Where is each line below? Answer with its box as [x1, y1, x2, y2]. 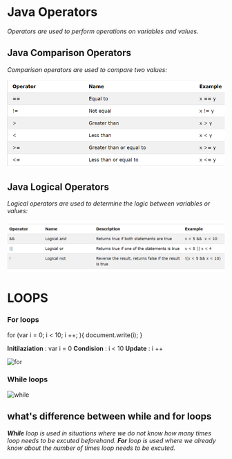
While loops [7, 375, 48, 384]
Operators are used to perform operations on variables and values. [7, 27, 199, 35]
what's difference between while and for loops [7, 411, 212, 422]
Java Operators [7, 4, 98, 20]
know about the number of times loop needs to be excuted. [7, 444, 176, 452]
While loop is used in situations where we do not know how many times [7, 429, 212, 437]
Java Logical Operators [7, 181, 109, 193]
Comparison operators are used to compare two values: [7, 65, 168, 73]
